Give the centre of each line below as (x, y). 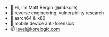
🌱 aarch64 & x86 (28, 18)
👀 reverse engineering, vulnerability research (57, 13)
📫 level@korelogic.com (35, 29)
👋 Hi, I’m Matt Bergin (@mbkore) (44, 8)
